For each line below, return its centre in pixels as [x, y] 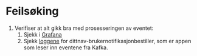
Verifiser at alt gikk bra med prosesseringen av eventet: [84, 28]
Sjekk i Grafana [43, 34]
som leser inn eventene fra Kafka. [66, 47]
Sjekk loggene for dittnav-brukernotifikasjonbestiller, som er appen [107, 41]
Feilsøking [32, 11]
